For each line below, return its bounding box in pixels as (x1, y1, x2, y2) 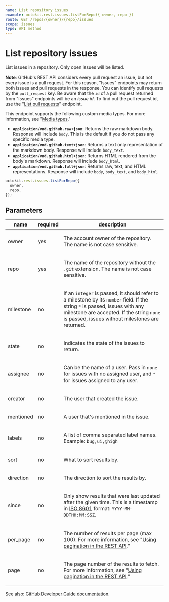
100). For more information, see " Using (63, 536, 157, 543)
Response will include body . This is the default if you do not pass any (12, 131, 155, 137)
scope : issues (5, 21, 35, 27)
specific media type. (12, 136, 55, 142)
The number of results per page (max (63, 530, 152, 537)
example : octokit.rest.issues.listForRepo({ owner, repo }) (5, 12, 134, 17)
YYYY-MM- (111, 506, 133, 512)
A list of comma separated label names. (63, 431, 157, 438)
